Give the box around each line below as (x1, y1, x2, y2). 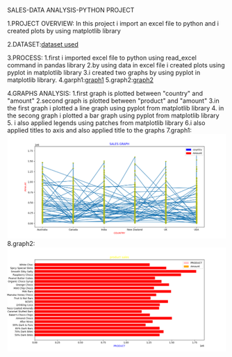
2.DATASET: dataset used (7, 40, 78, 48)
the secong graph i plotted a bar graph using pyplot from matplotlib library (7, 111, 220, 119)
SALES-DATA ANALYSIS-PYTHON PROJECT (7, 6, 135, 14)
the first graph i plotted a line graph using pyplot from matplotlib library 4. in (7, 104, 224, 112)
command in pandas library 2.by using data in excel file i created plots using (7, 61, 225, 69)
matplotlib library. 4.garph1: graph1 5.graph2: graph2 (7, 76, 154, 84)
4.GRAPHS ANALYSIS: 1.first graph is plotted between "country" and (7, 90, 204, 97)
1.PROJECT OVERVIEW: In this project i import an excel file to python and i (7, 19, 219, 27)
